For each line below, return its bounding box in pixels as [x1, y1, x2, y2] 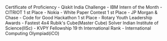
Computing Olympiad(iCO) [5, 31, 60, 36]
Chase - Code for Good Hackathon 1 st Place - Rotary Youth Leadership [5, 15, 153, 20]
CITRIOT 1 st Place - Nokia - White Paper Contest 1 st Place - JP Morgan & [5, 9, 158, 15]
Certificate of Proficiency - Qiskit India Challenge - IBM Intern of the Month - [5, 4, 163, 10]
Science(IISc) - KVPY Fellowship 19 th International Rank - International [5, 25, 151, 31]
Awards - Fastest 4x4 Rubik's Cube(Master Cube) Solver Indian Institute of [5, 20, 159, 26]
